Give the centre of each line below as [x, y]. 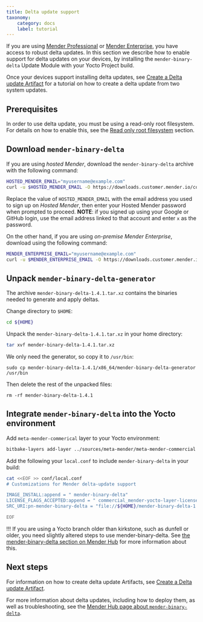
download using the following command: [57, 243]
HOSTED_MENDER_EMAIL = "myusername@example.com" [66, 181]
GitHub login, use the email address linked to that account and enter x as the [101, 218]
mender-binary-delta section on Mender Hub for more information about [96, 541]
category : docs [36, 23]
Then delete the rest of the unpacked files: [59, 384]
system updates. [27, 90]
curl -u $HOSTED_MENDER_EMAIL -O [48, 187]
